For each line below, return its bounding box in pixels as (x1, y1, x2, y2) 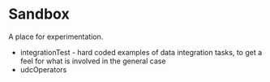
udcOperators (19, 64, 67, 74)
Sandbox (8, 5, 71, 24)
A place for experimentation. (8, 32, 104, 41)
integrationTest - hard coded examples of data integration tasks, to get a (19, 47, 263, 57)
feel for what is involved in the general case (19, 56, 166, 66)
